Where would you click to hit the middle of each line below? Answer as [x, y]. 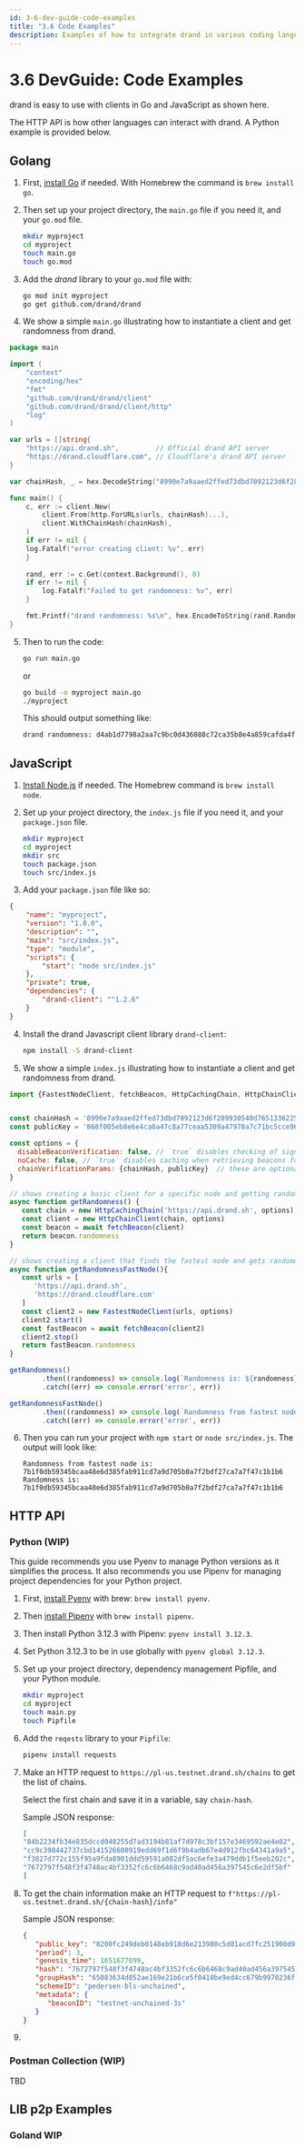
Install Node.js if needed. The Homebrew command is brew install [148, 785]
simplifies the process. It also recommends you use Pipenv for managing [145, 1571]
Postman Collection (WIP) [67, 2061]
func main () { [36, 498]
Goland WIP [36, 2135]
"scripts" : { [50, 957]
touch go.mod [47, 261]
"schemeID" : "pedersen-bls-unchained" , [110, 1986]
